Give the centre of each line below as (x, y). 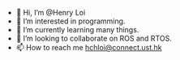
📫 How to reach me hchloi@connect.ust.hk (89, 47)
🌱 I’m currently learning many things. (77, 30)
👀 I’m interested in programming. (71, 21)
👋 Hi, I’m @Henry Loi (51, 13)
